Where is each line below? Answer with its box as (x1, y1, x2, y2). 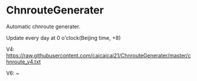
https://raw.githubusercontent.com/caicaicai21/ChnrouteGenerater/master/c (6, 52, 191, 59)
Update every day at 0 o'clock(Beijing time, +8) (6, 34, 121, 41)
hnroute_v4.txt (6, 58, 41, 65)
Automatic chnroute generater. (6, 23, 81, 30)
